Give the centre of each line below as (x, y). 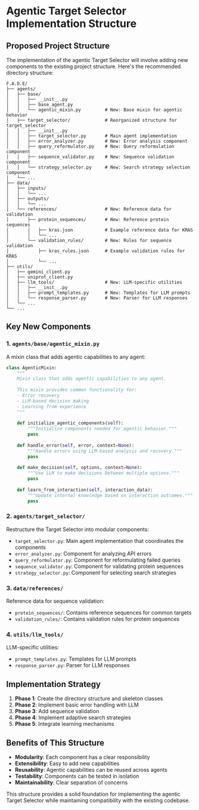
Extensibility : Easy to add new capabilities (67, 763)
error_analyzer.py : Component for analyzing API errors (83, 553)
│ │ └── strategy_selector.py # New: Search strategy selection (98, 167)
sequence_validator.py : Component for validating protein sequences (99, 566)
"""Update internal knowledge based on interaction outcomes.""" (111, 495)
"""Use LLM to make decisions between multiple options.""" (104, 473)
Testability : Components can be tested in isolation (77, 776)
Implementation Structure (71, 24)
